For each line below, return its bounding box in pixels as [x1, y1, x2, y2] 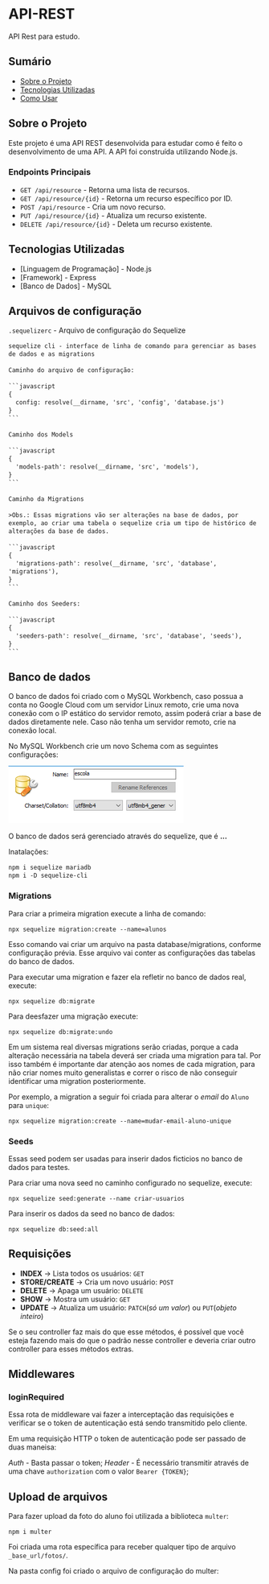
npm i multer [8, 1528, 52, 1536]
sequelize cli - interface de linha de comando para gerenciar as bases [8, 342, 257, 350]
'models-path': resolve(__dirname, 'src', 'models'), [15, 463, 199, 471]
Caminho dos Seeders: [8, 600, 81, 608]
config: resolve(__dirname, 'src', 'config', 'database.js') [15, 399, 225, 407]
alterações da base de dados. [8, 527, 110, 536]
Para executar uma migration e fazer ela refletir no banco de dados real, [8, 972, 247, 982]
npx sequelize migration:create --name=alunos [8, 925, 167, 933]
